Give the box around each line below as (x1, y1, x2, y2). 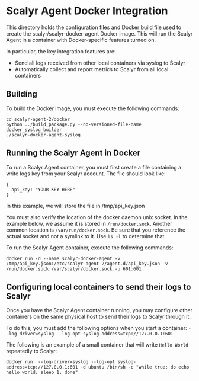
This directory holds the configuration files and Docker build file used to (6, 24, 182, 31)
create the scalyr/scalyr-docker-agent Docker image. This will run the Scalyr (6, 30, 193, 37)
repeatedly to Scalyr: (6, 348, 57, 355)
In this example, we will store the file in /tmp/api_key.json (6, 202, 145, 209)
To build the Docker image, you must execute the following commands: (6, 105, 179, 112)
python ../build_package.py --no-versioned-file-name (6, 121, 142, 127)
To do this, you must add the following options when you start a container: (6, 325, 188, 332)
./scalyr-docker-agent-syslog (6, 132, 81, 137)
